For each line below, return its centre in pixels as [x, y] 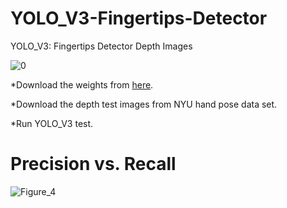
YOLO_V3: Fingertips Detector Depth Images [101, 46]
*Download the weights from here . [82, 84]
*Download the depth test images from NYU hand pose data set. [144, 104]
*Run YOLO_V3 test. [52, 123]
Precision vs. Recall [93, 164]
